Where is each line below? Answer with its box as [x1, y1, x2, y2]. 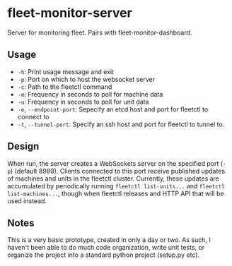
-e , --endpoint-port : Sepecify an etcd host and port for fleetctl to [17, 104, 209, 114]
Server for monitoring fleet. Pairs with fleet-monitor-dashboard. [7, 28, 192, 37]
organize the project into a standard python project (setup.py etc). [7, 250, 200, 259]
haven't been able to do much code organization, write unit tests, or [7, 243, 205, 252]
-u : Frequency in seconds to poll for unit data [17, 97, 149, 106]
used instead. [7, 196, 47, 205]
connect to [17, 112, 50, 121]
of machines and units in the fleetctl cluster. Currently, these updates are [7, 174, 219, 183]
